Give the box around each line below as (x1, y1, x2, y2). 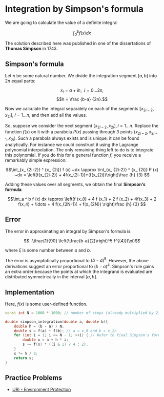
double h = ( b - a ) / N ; (14, 324, 64, 329)
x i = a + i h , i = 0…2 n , (60, 87, 104, 94)
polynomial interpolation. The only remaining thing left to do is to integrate (5, 146, 154, 152)
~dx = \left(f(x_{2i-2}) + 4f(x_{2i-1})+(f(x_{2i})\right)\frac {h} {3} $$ (14, 172, 150, 178)
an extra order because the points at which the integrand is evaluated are (5, 269, 153, 274)
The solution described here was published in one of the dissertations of (5, 41, 151, 46)
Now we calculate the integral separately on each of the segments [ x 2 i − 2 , (5, 106, 154, 113)
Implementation (5, 288, 55, 296)
